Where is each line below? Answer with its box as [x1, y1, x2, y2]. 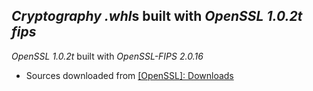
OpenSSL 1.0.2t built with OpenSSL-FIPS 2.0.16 [11, 50, 204, 62]
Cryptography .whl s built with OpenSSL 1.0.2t [11, 8, 303, 25]
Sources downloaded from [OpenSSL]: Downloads [25, 69, 234, 81]
